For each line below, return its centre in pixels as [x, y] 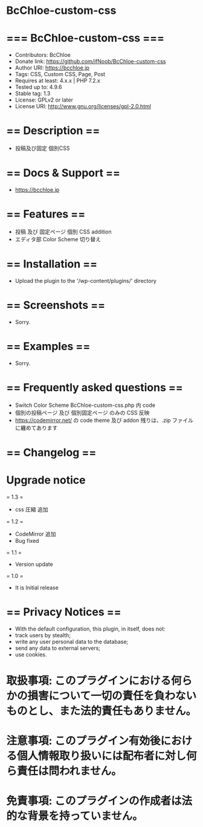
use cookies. [31, 654]
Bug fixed [27, 540]
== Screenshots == [56, 305]
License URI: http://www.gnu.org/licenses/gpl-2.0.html [83, 106]
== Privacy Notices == [64, 612]
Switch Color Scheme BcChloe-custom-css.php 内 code [85, 405]
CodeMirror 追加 [35, 534]
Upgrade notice [46, 480]
